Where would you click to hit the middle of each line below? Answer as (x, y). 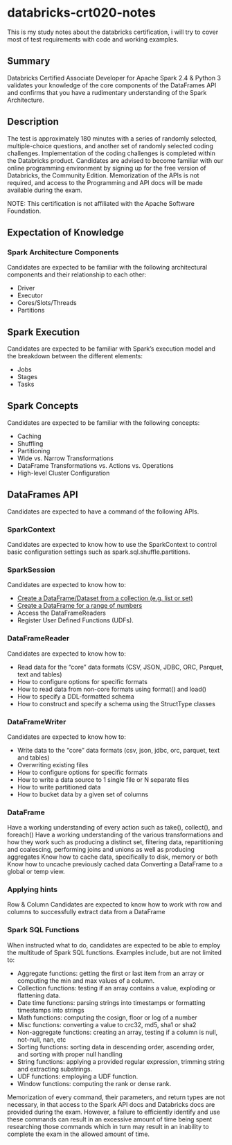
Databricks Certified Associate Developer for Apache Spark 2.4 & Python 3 (114, 78)
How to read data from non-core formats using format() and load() (111, 689)
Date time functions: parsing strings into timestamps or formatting (111, 1002)
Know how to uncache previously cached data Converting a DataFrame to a (115, 864)
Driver (26, 288)
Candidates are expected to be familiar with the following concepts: (104, 422)
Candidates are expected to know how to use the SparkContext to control (112, 544)
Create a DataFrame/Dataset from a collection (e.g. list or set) (105, 598)
